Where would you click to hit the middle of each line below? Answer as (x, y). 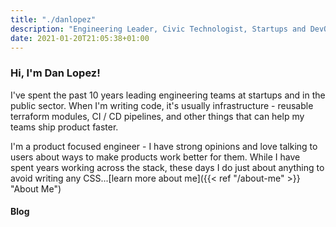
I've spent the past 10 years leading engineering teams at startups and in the (168, 95)
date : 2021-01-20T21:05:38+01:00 (80, 38)
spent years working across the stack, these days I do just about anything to (167, 167)
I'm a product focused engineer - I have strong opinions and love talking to (164, 146)
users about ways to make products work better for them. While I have (155, 157)
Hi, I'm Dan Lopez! (55, 73)
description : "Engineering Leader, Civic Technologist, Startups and (158, 29)
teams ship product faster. (64, 127)
